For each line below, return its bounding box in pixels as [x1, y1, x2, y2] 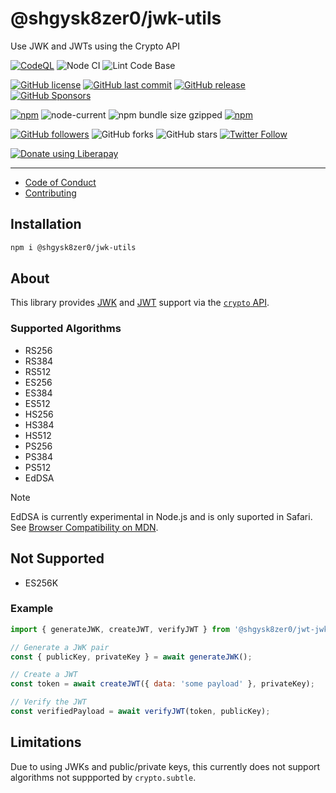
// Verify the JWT [10, 697, 87, 707]
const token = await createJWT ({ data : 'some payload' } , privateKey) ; [10, 679, 315, 689]
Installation [10, 216, 82, 233]
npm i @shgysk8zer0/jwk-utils [10, 242, 137, 252]
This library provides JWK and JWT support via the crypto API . [10, 297, 270, 309]
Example [10, 602, 54, 616]
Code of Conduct [24, 176, 97, 188]
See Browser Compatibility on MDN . [10, 521, 159, 533]
